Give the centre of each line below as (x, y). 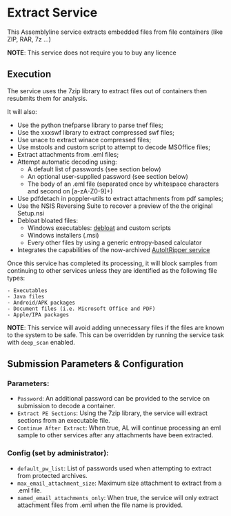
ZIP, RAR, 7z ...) (29, 39)
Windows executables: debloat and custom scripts (99, 228)
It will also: (22, 111)
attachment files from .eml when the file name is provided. (100, 505)
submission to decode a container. (66, 406)
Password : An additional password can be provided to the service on (113, 399)
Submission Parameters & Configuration (96, 364)
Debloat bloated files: (47, 220)
